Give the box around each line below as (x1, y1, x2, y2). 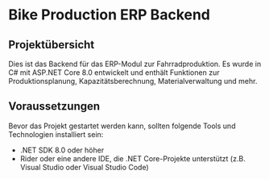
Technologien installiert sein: (8, 129, 104, 139)
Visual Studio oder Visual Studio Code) (19, 162, 149, 172)
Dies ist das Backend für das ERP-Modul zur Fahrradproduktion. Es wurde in (8, 59, 262, 69)
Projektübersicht (8, 38, 95, 52)
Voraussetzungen (8, 99, 101, 114)
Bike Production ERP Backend (8, 6, 211, 24)
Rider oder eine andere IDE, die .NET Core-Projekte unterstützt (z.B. (19, 153, 246, 163)
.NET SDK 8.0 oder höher (19, 145, 105, 155)
